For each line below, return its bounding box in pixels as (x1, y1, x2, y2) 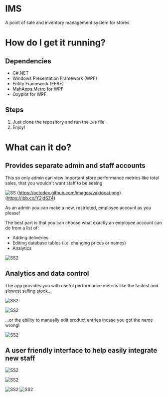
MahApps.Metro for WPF (12, 86, 64, 92)
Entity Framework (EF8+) (12, 80, 64, 86)
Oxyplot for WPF (12, 91, 47, 97)
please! (5, 210, 20, 216)
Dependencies (5, 57, 51, 65)
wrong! (5, 322, 20, 328)
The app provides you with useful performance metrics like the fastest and (5, 282, 159, 288)
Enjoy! (12, 124, 25, 130)
